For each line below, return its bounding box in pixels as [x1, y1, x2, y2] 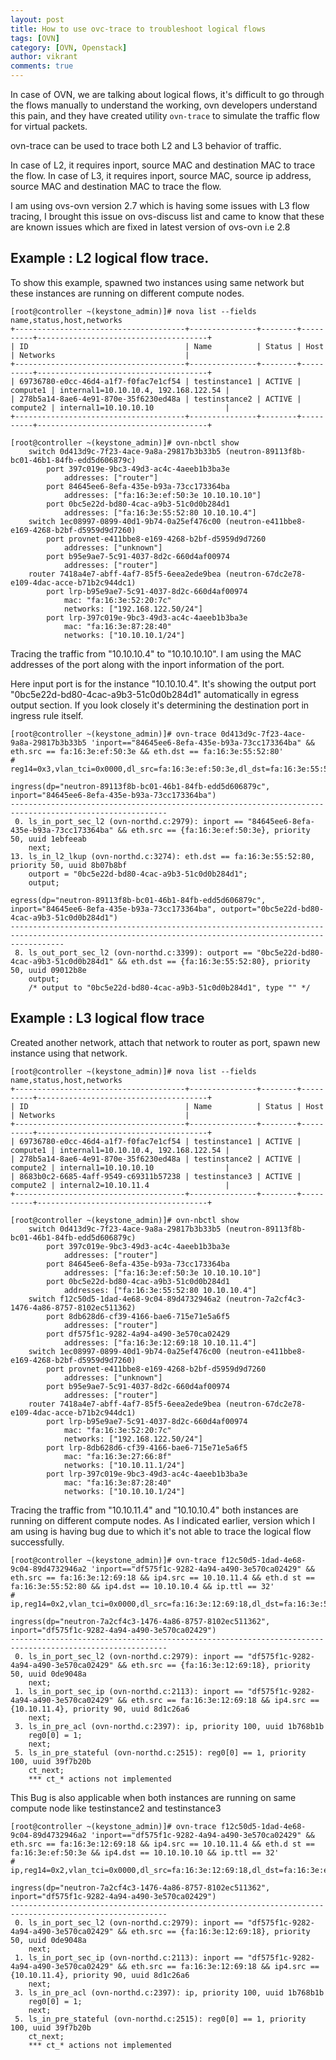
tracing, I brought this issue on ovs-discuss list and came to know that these [10, 211, 325, 222]
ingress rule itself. [10, 709, 84, 721]
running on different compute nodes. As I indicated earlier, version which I [10, 1514, 316, 1526]
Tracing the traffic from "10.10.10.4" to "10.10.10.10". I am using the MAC [10, 647, 302, 660]
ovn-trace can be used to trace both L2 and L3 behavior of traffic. [10, 140, 282, 151]
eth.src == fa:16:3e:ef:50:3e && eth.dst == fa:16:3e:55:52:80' [10, 746, 284, 756]
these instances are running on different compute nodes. [10, 287, 245, 299]
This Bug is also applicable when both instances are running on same [10, 1791, 297, 1803]
